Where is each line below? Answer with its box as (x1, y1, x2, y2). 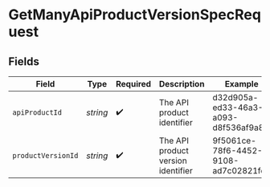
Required (115, 79, 151, 89)
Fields (8, 55, 40, 68)
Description (158, 79, 205, 89)
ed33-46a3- (212, 102, 264, 113)
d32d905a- (212, 92, 259, 103)
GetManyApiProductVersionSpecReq (8, 6, 261, 24)
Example (224, 79, 259, 89)
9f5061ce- (212, 135, 257, 146)
